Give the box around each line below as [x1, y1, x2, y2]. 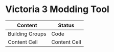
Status [58, 22, 75, 29]
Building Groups [8, 30, 47, 37]
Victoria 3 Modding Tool [5, 4, 110, 15]
